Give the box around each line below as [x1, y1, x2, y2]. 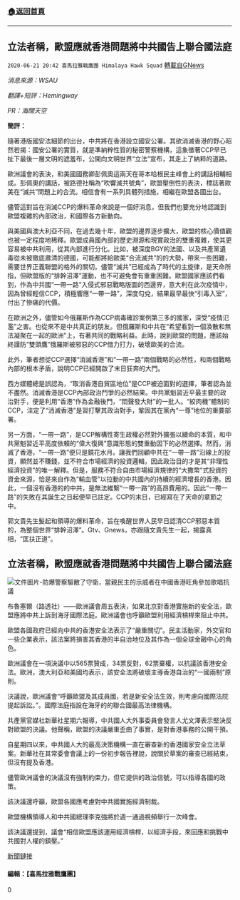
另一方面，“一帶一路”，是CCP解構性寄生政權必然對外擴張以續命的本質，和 [7, 430, 226, 439]
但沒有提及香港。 [7, 758, 58, 767]
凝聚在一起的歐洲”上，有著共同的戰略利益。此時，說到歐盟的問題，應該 [13, 331, 223, 340]
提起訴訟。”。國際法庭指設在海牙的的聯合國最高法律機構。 [7, 701, 176, 709]
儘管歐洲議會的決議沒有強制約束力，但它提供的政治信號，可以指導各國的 [7, 773, 219, 782]
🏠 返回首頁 [7, 6, 46, 16]
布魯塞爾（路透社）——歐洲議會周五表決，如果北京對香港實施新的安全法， [7, 602, 226, 610]
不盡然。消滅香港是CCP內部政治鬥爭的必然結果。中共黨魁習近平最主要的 [7, 388, 221, 397]
